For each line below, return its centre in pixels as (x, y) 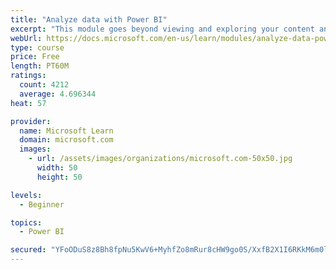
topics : (26, 222)
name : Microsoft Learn (66, 131)
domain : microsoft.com (66, 140)
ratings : (28, 76)
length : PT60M (40, 66)
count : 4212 (44, 85)
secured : (28, 250)
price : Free (35, 57)
